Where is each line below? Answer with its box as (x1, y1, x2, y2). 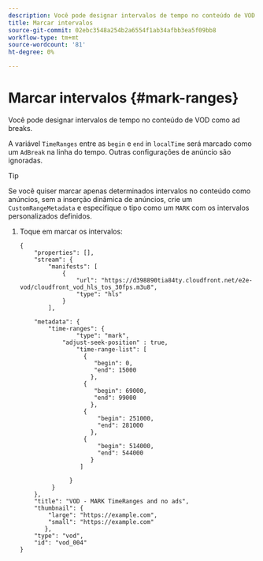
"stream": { (34, 256, 73, 264)
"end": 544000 (97, 449, 144, 457)
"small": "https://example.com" (48, 518, 154, 525)
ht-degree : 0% (8, 48, 55, 56)
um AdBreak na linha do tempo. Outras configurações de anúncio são (8, 147, 232, 156)
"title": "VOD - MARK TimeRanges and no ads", (34, 497, 190, 505)
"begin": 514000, (97, 442, 154, 450)
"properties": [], (34, 249, 94, 256)
